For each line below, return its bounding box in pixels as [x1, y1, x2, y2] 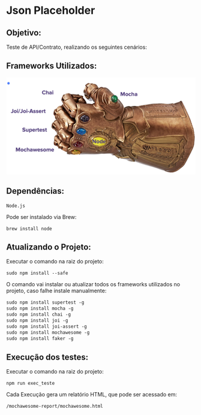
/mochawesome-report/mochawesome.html [6, 404, 103, 410]
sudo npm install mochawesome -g [6, 330, 90, 336]
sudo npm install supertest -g [6, 300, 85, 306]
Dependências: [6, 186, 65, 196]
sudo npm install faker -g [6, 336, 74, 342]
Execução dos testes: [6, 352, 89, 362]
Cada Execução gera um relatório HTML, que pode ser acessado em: [6, 391, 178, 398]
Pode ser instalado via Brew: [6, 213, 77, 220]
